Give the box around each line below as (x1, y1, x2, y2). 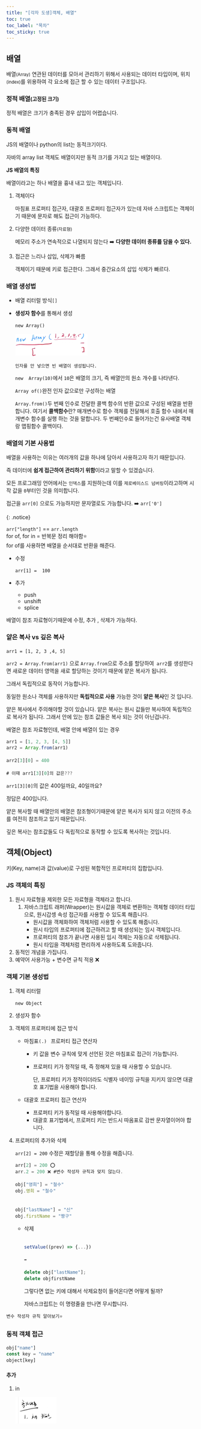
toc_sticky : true (6, 29, 50, 35)
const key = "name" (6, 1351, 55, 1357)
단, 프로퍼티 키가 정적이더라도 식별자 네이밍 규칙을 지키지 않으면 (32, 1076, 182, 1083)
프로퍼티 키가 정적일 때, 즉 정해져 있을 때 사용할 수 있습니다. (32, 1063, 172, 1071)
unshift (23, 598, 41, 605)
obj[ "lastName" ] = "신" (14, 1207, 73, 1213)
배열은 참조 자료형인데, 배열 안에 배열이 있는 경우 (6, 726, 120, 733)
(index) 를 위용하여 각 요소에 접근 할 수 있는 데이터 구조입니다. (6, 78, 147, 86)
